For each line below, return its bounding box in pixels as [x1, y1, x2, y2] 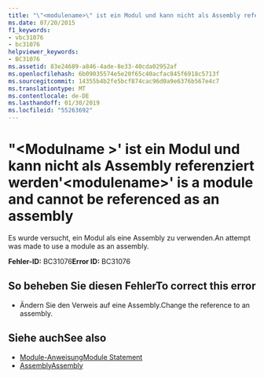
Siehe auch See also [8, 332, 107, 345]
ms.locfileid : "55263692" [8, 107, 93, 115]
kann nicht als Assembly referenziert [8, 157, 255, 175]
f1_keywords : [8, 26, 51, 34]
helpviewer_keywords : [8, 48, 79, 56]
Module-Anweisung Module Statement [19, 352, 143, 361]
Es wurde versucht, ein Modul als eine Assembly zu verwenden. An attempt [8, 233, 251, 242]
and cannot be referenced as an [8, 190, 220, 208]
